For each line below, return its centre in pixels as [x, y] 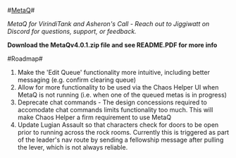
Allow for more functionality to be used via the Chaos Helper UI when [118, 87]
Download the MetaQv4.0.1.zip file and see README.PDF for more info [112, 45]
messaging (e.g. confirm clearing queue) [76, 80]
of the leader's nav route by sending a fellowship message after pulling [120, 140]
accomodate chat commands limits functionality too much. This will [115, 110]
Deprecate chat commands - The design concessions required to [112, 102]
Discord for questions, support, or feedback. [72, 31]
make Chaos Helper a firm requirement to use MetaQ [94, 117]
